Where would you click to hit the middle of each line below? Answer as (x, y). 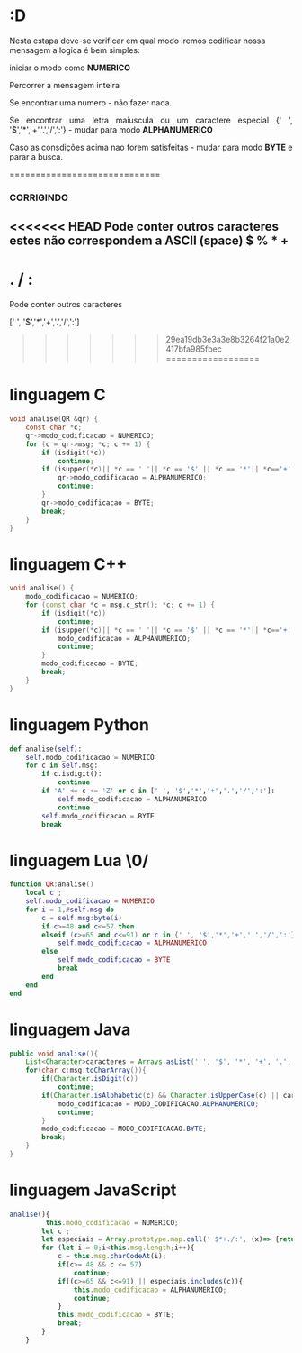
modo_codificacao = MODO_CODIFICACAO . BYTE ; (124, 1129)
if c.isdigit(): (72, 774)
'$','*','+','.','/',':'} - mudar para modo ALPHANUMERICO (111, 129)
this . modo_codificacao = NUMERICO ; (112, 1222)
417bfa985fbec (194, 349)
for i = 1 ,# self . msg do (70, 910)
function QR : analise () (52, 884)
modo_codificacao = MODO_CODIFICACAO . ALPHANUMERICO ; (158, 1104)
